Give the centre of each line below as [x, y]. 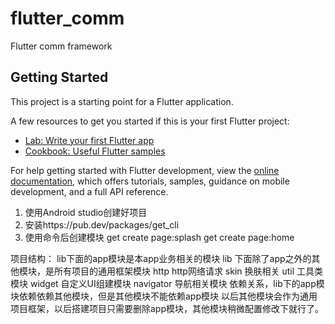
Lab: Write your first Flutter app [89, 140]
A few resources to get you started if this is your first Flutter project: [150, 121]
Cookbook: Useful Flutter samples [95, 151]
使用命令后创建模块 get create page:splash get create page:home [159, 237]
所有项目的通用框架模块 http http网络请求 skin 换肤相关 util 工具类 [188, 271]
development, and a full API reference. [89, 191]
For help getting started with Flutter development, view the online [145, 170]
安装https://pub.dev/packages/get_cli [102, 224]
